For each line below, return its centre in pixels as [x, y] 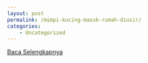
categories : [24, 26]
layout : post [26, 13]
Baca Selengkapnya [35, 52]
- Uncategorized [43, 33]
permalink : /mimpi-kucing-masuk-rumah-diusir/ [74, 20]
